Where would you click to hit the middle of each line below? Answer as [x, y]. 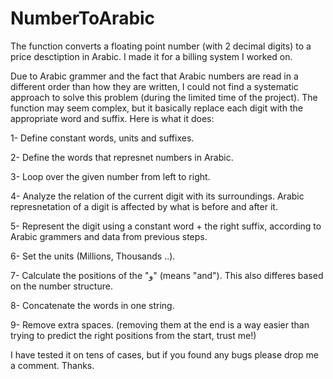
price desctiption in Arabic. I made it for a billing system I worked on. [151, 56]
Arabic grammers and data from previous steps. [109, 236]
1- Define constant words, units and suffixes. [102, 138]
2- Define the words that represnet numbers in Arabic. [122, 157]
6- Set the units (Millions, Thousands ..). [93, 256]
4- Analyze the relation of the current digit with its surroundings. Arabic [157, 196]
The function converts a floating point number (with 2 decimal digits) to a [161, 46]
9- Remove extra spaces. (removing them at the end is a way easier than [160, 324]
